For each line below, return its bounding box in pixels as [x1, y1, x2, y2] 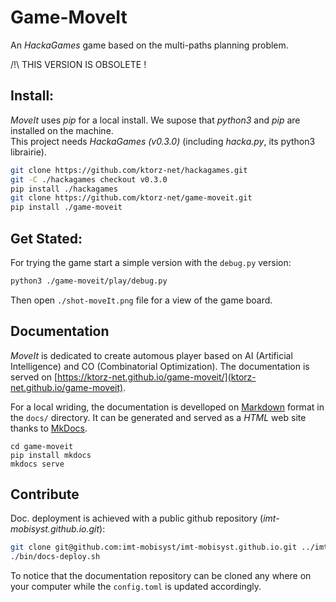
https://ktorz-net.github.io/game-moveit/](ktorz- [57, 371, 257, 383]
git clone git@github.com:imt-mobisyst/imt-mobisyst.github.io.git [10, 542, 298, 553]
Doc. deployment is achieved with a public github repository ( [10, 512, 264, 525]
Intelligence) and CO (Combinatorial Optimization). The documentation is [10, 360, 310, 372]
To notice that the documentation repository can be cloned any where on [10, 570, 312, 582]
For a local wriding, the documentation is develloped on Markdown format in [10, 401, 325, 413]
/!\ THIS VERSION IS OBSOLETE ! [10, 58, 147, 70]
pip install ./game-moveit [10, 202, 123, 213]
